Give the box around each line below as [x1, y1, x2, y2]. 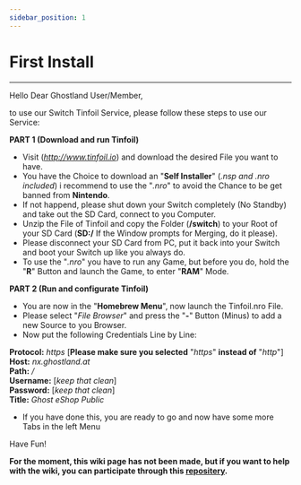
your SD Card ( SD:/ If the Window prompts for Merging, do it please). [21, 228, 278, 238]
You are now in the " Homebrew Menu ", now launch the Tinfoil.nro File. [21, 300, 284, 311]
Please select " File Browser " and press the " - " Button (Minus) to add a [21, 310, 282, 321]
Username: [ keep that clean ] [9, 375, 117, 385]
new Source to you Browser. [21, 319, 127, 330]
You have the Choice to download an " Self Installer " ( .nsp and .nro [21, 170, 271, 181]
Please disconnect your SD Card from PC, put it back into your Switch [21, 237, 280, 247]
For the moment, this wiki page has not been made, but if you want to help [9, 455, 290, 466]
